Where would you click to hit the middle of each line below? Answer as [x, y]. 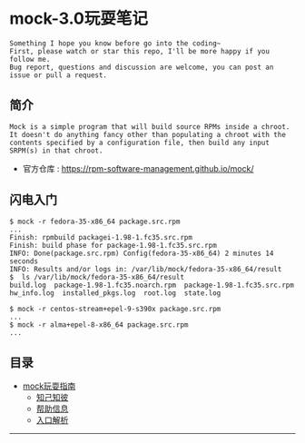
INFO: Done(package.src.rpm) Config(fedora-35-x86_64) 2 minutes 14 [142, 253]
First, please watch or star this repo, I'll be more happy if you [140, 51]
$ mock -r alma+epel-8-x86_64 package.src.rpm [99, 325]
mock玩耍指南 [49, 386]
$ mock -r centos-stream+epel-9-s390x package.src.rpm [115, 309]
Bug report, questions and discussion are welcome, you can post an [142, 67]
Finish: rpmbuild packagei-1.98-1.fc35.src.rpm [101, 237]
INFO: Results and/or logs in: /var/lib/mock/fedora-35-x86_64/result [146, 269]
